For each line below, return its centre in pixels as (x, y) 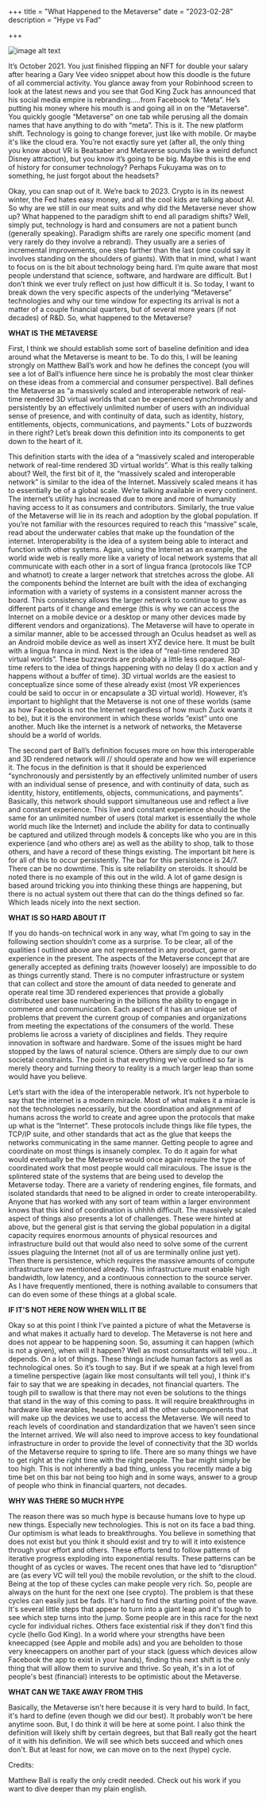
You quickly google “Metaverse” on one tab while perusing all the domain (128, 117)
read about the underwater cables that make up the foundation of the (121, 532)
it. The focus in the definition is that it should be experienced (108, 767)
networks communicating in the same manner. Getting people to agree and (131, 1142)
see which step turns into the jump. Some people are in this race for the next (133, 1618)
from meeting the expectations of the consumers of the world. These (121, 1026)
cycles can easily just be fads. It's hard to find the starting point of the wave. (133, 1600)
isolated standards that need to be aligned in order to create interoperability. (133, 1193)
